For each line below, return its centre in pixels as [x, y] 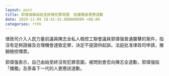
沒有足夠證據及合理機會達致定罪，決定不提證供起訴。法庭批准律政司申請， [82, 45]
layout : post [19, 10]
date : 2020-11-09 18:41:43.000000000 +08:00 [53, 19]
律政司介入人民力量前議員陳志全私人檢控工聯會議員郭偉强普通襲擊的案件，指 [84, 39]
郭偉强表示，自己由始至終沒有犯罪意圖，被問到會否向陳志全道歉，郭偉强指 [82, 62]
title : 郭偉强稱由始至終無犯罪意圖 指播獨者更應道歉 [54, 15]
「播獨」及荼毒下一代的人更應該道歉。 [45, 68]
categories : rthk [23, 24]
